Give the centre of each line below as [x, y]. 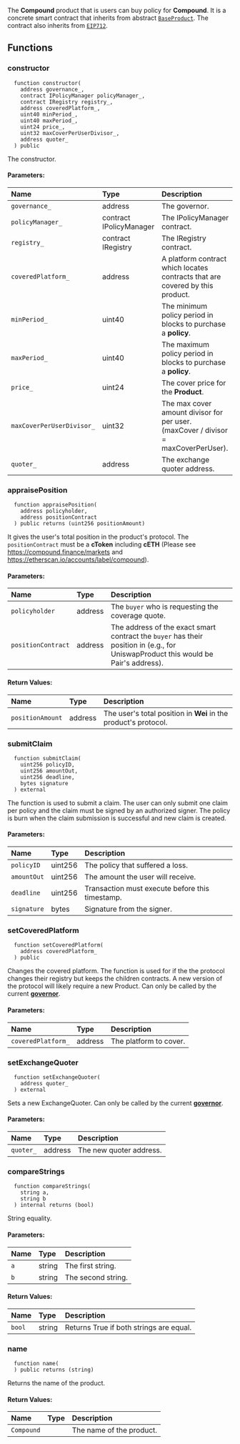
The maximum [185, 344]
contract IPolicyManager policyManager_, [82, 96]
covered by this [187, 285]
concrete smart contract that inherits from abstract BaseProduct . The [108, 18]
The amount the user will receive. [140, 877]
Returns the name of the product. [56, 1383]
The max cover [187, 403]
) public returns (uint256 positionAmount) [79, 524]
